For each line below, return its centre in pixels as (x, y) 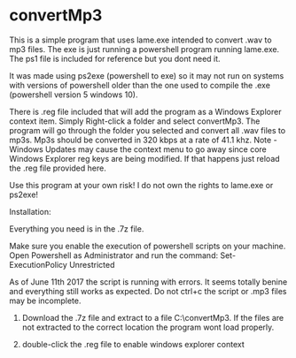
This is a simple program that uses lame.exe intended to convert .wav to (140, 40)
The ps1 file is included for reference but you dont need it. (115, 58)
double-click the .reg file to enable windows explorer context (133, 344)
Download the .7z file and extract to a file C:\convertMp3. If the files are (153, 317)
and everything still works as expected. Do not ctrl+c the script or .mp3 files (148, 291)
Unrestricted (92, 264)
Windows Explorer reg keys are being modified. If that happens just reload (145, 158)
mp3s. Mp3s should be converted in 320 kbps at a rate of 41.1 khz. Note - (143, 140)
